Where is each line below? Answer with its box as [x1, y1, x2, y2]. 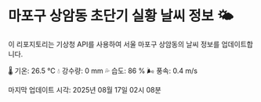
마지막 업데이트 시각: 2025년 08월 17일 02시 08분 [8, 85, 162, 94]
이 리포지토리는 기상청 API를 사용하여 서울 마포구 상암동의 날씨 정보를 [8, 39, 220, 49]
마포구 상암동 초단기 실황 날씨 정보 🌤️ [8, 7, 234, 25]
